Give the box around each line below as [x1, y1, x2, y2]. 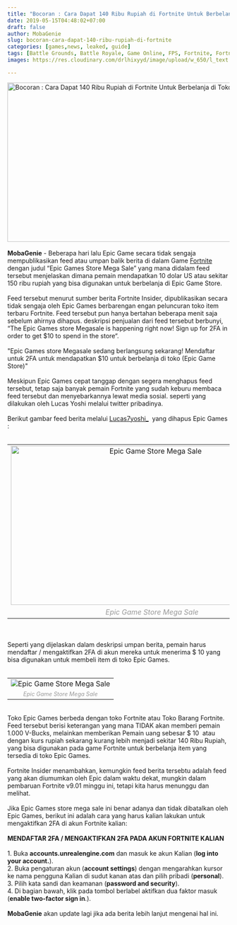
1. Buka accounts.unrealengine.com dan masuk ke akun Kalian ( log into [7, 849, 219, 857]
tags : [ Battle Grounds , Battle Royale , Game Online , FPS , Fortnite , [7, 50, 213, 57]
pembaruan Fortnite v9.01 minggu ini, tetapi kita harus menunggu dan [7, 781, 209, 790]
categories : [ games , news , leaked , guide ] [7, 43, 131, 50]
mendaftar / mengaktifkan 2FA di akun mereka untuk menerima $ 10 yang [7, 648, 221, 656]
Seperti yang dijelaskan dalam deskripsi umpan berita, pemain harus [7, 640, 207, 648]
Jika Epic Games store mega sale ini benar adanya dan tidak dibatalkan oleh [7, 804, 229, 812]
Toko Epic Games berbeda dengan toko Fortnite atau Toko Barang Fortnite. [7, 713, 225, 722]
